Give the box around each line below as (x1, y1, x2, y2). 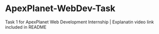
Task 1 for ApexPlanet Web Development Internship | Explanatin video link (5, 19, 154, 25)
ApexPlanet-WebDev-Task (5, 3, 116, 14)
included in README (5, 24, 47, 30)
